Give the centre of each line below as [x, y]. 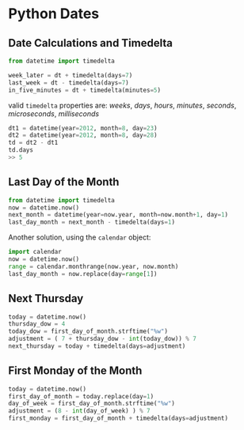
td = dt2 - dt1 [33, 143]
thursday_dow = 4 [37, 324]
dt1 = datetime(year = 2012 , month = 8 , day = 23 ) [83, 128]
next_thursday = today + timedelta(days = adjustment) [97, 346]
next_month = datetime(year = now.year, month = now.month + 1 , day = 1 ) [118, 215]
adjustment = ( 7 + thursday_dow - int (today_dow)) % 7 [102, 339]
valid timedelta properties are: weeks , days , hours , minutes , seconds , [122, 105]
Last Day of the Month [64, 182]
